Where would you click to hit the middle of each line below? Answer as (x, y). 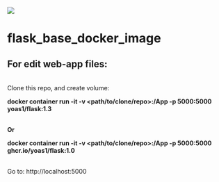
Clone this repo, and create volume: (58, 88)
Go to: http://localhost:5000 (47, 171)
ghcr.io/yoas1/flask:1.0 (41, 150)
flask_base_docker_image (84, 39)
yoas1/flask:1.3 (30, 109)
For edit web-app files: (57, 64)
